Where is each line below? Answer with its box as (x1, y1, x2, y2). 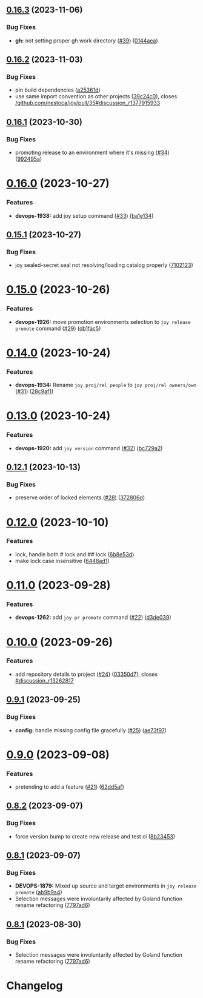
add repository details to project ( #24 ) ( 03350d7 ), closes (15, 670, 158, 678)
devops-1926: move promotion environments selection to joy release (15, 318, 191, 325)
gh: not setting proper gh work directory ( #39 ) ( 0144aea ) (15, 36, 159, 44)
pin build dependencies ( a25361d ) (15, 86, 101, 93)
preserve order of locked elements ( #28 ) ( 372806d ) (15, 494, 145, 501)
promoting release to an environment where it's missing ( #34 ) (15, 149, 170, 157)
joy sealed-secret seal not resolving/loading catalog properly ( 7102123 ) (15, 261, 194, 269)
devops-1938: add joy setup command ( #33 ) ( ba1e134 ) (15, 212, 154, 219)
